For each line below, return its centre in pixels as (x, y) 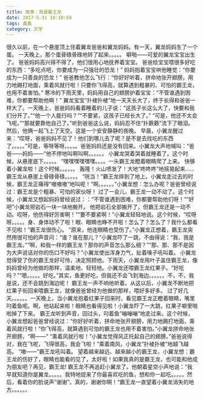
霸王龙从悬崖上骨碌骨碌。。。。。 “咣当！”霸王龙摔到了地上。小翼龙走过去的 (97, 177)
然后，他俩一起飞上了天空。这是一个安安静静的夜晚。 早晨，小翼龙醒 (92, 131)
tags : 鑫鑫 (19, 23)
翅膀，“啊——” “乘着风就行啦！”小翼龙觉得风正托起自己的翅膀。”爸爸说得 (102, 336)
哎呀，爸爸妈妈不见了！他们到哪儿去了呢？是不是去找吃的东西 (97, 138)
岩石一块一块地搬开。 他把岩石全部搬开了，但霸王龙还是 (105, 207)
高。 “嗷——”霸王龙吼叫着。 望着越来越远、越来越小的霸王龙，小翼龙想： (98, 351)
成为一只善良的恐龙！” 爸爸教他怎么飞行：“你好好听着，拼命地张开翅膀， (97, 77)
